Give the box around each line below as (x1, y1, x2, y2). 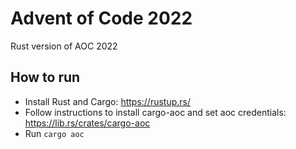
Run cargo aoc (24, 127, 85, 139)
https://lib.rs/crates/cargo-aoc (24, 117, 151, 129)
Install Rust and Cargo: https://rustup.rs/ (24, 95, 192, 107)
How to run (10, 69, 81, 86)
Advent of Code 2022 (10, 7, 193, 30)
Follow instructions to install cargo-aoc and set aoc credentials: (24, 106, 287, 118)
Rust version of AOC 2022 (10, 40, 118, 52)
